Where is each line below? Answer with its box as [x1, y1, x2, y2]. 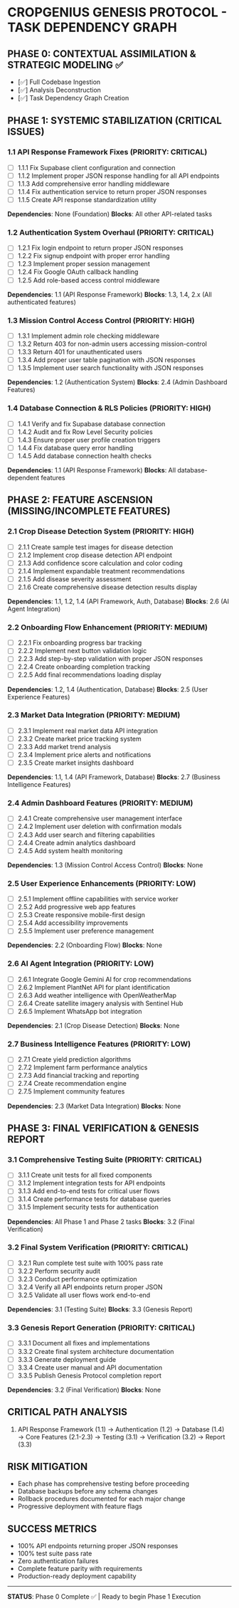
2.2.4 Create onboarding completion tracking [17, 662, 151, 671]
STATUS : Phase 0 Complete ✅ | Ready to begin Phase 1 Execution [7, 1592, 201, 1601]
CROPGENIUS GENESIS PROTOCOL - [7, 4, 228, 21]
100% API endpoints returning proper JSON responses [17, 1542, 179, 1550]
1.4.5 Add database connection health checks [17, 451, 152, 460]
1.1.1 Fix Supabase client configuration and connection [17, 163, 176, 171]
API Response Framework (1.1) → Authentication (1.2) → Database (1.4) [17, 1424, 225, 1434]
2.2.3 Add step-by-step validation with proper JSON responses [17, 655, 203, 663]
